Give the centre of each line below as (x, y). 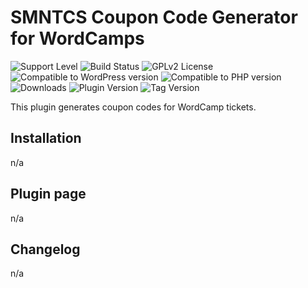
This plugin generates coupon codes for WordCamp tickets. (133, 107)
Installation (46, 138)
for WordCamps (77, 38)
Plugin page (48, 194)
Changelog (45, 249)
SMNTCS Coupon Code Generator (154, 17)
